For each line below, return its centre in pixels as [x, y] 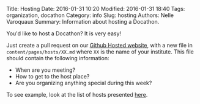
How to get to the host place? [52, 76]
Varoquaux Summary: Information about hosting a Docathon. [83, 22]
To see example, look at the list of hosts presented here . [77, 95]
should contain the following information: [58, 58]
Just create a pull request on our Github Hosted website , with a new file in [99, 45]
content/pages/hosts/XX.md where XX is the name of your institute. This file [100, 52]
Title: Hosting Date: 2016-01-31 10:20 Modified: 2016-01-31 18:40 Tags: [96, 9]
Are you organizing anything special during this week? [83, 83]
